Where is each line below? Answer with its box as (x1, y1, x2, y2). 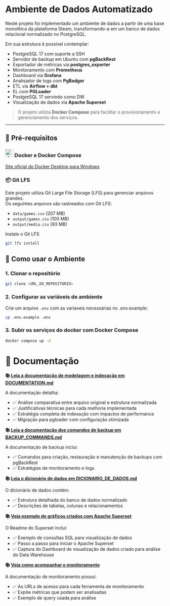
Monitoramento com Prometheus (12, 67, 82, 73)
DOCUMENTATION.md (5, 380, 54, 386)
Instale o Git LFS (5, 231, 39, 237)
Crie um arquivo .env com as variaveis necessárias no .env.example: (5, 305, 148, 311)
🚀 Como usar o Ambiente (5, 255, 85, 263)
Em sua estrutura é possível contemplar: (5, 41, 90, 47)
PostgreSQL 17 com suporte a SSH (12, 51, 85, 57)
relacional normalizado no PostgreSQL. (5, 31, 87, 37)
